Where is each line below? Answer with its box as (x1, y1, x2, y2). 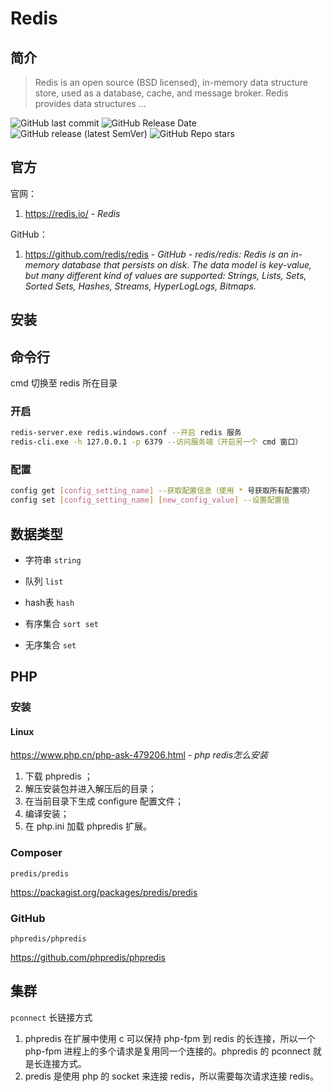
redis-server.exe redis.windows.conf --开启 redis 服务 (10, 428, 242, 438)
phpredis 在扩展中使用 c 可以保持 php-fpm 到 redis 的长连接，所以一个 (24, 1032, 316, 1044)
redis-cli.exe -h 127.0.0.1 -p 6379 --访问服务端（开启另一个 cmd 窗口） (10, 437, 303, 447)
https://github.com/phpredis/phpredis (10, 952, 166, 964)
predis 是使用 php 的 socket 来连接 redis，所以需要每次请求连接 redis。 (24, 1070, 319, 1082)
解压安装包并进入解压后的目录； (24, 783, 157, 795)
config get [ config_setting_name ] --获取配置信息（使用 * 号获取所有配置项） (10, 486, 315, 496)
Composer (10, 846, 63, 860)
